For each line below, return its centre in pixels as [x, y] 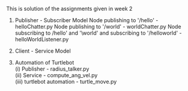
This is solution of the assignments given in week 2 [69, 9]
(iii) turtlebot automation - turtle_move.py [66, 81]
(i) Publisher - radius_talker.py [52, 69]
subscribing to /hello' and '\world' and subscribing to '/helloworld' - [98, 33]
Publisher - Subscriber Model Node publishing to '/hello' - [86, 20]
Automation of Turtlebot [44, 63]
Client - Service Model [43, 51]
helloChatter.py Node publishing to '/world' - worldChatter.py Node [98, 27]
